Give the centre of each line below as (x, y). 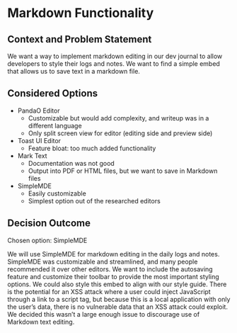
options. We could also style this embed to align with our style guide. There (117, 284)
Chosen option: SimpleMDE (47, 240)
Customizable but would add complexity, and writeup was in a (118, 118)
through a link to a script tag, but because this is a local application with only (119, 299)
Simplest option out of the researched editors (94, 201)
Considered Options (52, 94)
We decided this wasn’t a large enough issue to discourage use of (104, 314)
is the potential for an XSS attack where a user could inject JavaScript (109, 291)
